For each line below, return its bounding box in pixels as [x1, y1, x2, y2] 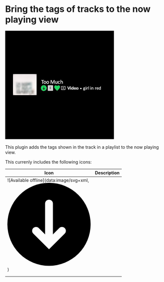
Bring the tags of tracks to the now [5, 3, 151, 15]
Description [94, 170, 120, 176]
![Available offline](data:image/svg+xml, [7, 177, 89, 183]
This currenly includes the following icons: [5, 159, 92, 165]
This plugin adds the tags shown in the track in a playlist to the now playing [5, 144, 159, 150]
